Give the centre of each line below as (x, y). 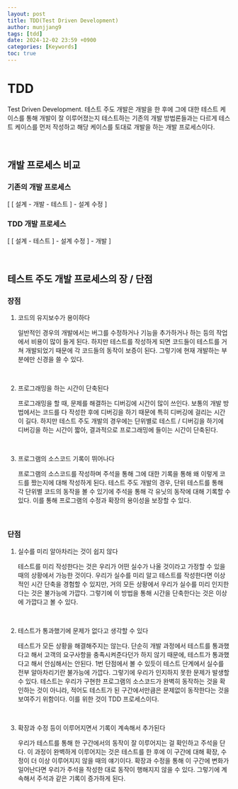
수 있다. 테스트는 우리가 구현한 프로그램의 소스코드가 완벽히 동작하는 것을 (118, 681)
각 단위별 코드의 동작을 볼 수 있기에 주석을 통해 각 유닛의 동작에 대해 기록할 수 (124, 492)
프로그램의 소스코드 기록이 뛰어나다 (66, 459)
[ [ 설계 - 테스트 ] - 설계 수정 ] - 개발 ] (59, 241)
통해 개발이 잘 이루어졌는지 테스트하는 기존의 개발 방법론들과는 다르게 (121, 118)
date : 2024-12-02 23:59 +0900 (52, 40)
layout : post (27, 14)
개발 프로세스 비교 (44, 165)
